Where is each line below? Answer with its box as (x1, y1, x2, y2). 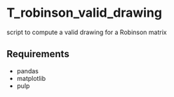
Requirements (6, 48, 69, 60)
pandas (16, 66, 39, 75)
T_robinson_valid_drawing (6, 5, 163, 21)
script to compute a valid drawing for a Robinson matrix (6, 28, 167, 36)
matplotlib (16, 74, 46, 82)
